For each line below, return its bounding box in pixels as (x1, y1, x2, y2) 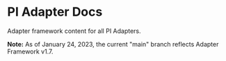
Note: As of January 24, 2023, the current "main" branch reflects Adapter (7, 40, 219, 48)
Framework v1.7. (7, 47, 54, 56)
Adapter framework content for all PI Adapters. (7, 27, 141, 35)
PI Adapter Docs (7, 4, 103, 20)
